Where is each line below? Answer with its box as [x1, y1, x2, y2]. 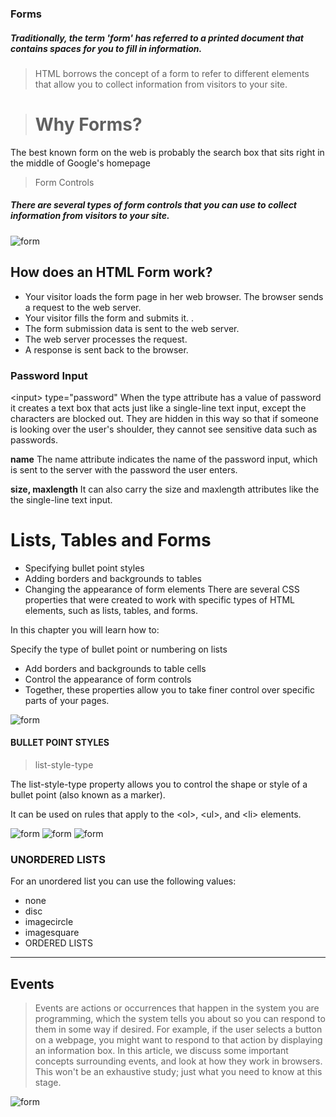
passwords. [10, 433, 58, 446]
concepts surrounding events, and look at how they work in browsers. [34, 1055, 323, 1067]
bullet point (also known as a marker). [10, 789, 166, 801]
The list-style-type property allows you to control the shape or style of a [10, 778, 308, 791]
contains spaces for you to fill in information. [10, 42, 203, 54]
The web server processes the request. [24, 333, 188, 345]
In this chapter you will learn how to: [10, 623, 160, 636]
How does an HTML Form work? [10, 264, 213, 281]
